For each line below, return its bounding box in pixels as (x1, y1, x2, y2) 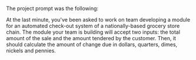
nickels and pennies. (6, 47, 56, 54)
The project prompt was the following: (6, 5, 99, 12)
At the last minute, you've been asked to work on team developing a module (6, 16, 190, 23)
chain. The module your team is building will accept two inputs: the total (6, 29, 181, 36)
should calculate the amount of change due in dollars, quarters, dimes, (6, 41, 178, 48)
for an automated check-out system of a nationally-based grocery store (6, 23, 180, 29)
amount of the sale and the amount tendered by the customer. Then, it (6, 35, 177, 41)
